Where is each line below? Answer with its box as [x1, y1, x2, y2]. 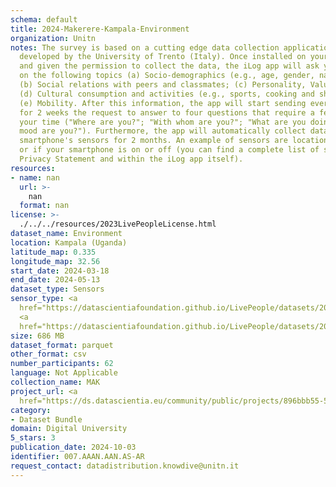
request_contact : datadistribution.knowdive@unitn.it [10, 461, 240, 471]
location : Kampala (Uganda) [10, 237, 128, 248]
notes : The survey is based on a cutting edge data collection [10, 42, 280, 53]
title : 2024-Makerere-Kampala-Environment [10, 24, 190, 34]
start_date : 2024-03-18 [10, 266, 110, 276]
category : [10, 405, 52, 415]
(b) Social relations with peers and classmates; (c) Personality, [19, 80, 307, 90]
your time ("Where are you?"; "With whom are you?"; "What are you [19, 117, 307, 127]
